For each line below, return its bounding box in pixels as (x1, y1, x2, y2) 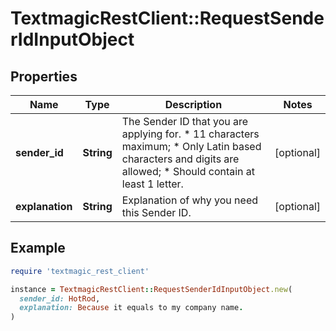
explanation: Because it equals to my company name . (19, 303, 244, 313)
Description (164, 98, 223, 111)
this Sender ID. (121, 206, 192, 219)
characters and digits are (121, 152, 240, 166)
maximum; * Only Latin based (121, 140, 262, 153)
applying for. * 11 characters (121, 127, 260, 141)
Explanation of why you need (121, 193, 259, 207)
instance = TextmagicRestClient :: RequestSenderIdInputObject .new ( (10, 284, 293, 294)
